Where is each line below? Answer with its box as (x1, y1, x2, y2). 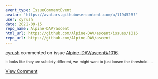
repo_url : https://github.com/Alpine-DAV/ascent (5, 36, 111, 41)
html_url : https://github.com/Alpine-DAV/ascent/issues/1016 (5, 31, 138, 36)
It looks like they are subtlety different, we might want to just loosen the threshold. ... (5, 59, 153, 64)
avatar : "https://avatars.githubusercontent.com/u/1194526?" (5, 12, 138, 17)
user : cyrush (5, 17, 33, 22)
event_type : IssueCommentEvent (5, 7, 72, 13)
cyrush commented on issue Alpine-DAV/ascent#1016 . (5, 49, 119, 56)
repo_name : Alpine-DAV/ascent (5, 26, 70, 31)
